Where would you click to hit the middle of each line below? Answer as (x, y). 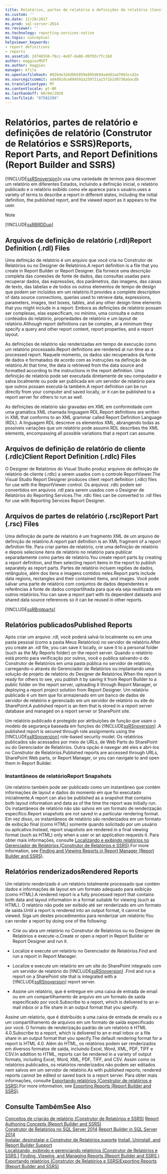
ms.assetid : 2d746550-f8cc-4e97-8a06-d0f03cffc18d (59, 56)
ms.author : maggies (25, 65)
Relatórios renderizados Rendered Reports (72, 872)
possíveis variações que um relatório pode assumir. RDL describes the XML (82, 428)
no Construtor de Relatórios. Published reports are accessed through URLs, (82, 753)
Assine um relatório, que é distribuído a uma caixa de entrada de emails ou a (83, 1017)
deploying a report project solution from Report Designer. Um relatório (77, 690)
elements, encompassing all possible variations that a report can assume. (80, 433)
